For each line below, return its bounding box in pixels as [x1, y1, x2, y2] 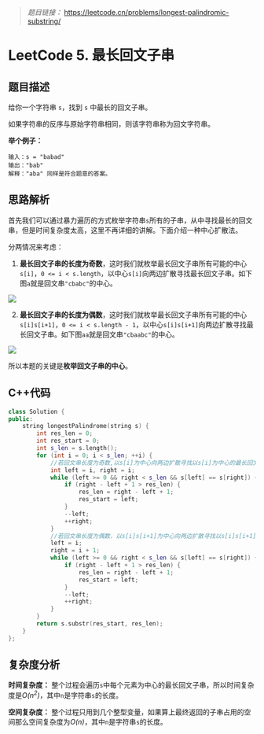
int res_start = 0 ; [36, 437, 101, 445]
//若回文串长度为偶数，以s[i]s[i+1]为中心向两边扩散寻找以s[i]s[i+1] [49, 532, 257, 540]
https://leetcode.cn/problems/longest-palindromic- [64, 8, 229, 17]
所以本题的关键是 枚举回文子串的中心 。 [8, 361, 132, 371]
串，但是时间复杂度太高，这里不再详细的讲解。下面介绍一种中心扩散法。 [8, 225, 242, 234]
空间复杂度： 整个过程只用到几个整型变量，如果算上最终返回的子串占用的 [8, 707, 244, 717]
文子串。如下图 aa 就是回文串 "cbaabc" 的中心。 [33, 330, 179, 339]
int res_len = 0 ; [36, 430, 93, 437]
